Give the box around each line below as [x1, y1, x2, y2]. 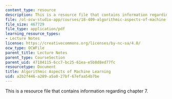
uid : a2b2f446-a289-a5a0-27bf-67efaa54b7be [5, 74, 100, 79]
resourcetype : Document [5, 64, 56, 69]
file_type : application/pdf [5, 27, 66, 32]
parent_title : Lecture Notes [5, 50, 68, 55]
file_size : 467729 [5, 21, 45, 27]
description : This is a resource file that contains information [5, 12, 147, 17]
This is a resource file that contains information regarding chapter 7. [5, 88, 148, 94]
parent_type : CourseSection [5, 55, 66, 60]
